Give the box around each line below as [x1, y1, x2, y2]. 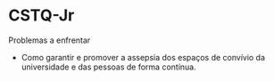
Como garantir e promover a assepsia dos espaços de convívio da [21, 52, 265, 62]
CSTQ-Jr [8, 5, 75, 26]
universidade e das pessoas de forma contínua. [21, 61, 197, 72]
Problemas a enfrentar [8, 35, 91, 45]
